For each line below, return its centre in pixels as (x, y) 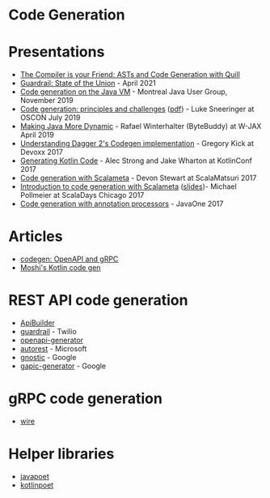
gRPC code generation (86, 399)
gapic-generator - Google (63, 366)
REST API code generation (98, 301)
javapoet (35, 476)
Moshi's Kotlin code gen (60, 268)
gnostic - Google (48, 357)
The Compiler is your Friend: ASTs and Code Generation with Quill (130, 75)
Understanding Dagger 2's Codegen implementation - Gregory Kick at (137, 144)
